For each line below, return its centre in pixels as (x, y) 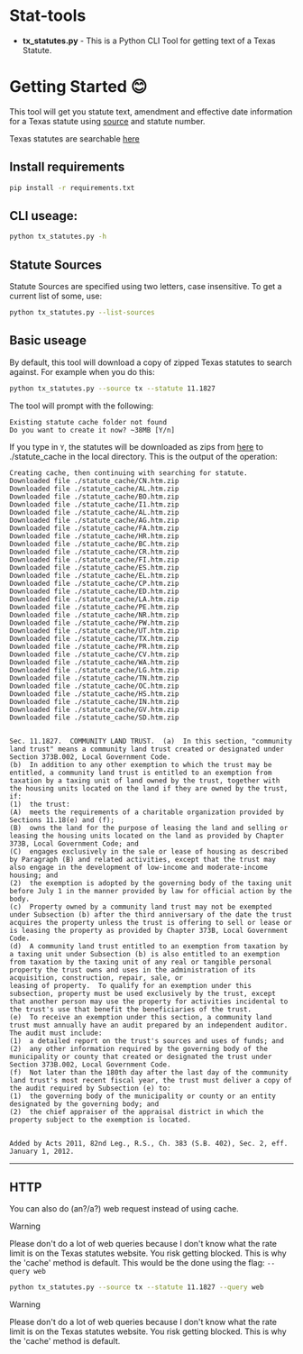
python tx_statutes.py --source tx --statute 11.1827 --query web (137, 1287)
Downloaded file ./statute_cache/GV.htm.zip (94, 709)
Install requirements (67, 167)
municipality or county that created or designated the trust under (141, 1057)
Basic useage (48, 340)
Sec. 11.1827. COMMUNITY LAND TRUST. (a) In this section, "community (151, 741)
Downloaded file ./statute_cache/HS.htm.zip (94, 694)
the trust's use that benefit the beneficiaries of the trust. (131, 1009)
